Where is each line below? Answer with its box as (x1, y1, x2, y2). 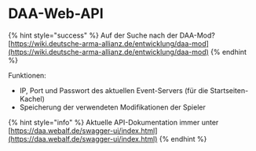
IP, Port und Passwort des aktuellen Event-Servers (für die (19, 85, 209, 95)
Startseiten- (210, 85, 249, 95)
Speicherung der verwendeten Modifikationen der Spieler (19, 102, 206, 112)
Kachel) (19, 94, 45, 103)
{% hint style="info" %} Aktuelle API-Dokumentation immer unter (8, 117, 219, 127)
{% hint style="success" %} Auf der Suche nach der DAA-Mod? (8, 31, 216, 40)
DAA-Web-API (8, 5, 104, 23)
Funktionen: (8, 70, 47, 80)
